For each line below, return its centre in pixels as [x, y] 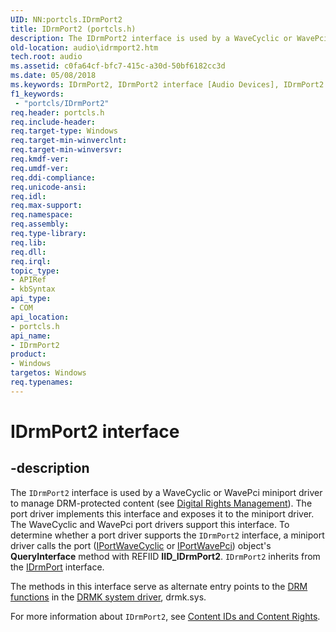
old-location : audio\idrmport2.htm [84, 47]
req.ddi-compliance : [53, 177]
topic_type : [35, 271]
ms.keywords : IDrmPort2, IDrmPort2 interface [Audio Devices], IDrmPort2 [167, 85]
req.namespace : [42, 215]
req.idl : [28, 196]
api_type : [31, 299]
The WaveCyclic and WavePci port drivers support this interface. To [150, 524]
